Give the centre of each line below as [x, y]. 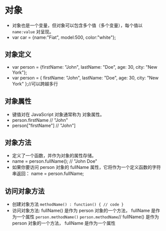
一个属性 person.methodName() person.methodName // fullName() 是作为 [88, 217]
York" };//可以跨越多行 [35, 83]
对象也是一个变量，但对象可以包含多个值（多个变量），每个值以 [77, 25]
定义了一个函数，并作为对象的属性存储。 [54, 156]
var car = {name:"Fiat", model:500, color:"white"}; [64, 37]
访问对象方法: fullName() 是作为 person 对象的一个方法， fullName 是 [84, 211]
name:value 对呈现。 [33, 31]
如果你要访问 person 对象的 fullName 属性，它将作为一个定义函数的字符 [86, 167]
